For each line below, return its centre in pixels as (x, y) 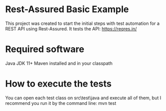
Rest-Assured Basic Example (67, 9)
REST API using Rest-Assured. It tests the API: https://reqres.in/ (71, 28)
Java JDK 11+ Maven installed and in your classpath (59, 63)
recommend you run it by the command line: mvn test (61, 103)
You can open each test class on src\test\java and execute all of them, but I (83, 98)
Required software (45, 49)
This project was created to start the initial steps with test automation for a (82, 23)
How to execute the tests (59, 84)
